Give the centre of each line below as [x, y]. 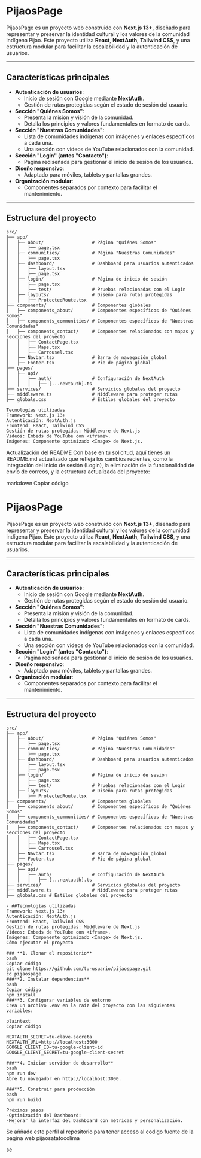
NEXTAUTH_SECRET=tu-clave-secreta [49, 1037]
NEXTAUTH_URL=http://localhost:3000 [52, 1042]
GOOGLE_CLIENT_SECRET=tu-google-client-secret [65, 1053]
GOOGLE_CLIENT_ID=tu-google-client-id [54, 1048]
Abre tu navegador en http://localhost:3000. [64, 1079]
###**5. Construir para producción [51, 1089]
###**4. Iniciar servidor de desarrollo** [60, 1063]
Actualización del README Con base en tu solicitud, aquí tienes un [88, 452]
